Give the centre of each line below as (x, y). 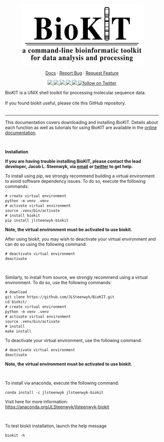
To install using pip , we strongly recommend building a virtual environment (80, 176)
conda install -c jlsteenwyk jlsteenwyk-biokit (54, 393)
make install (18, 331)
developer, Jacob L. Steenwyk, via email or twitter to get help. (69, 166)
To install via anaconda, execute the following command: (62, 383)
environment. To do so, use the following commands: (58, 282)
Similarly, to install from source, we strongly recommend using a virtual (76, 277)
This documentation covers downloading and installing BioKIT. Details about (82, 122)
